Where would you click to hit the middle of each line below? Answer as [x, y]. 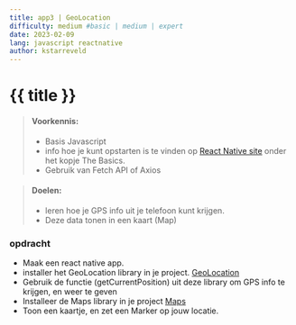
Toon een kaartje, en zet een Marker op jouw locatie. [120, 311]
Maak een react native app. [73, 263]
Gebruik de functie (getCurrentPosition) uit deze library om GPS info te [154, 282]
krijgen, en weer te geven [69, 292]
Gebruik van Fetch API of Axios [103, 170]
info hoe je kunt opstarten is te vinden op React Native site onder [166, 150]
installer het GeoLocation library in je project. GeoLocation [131, 273]
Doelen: [46, 191]
